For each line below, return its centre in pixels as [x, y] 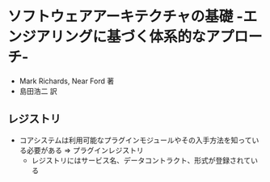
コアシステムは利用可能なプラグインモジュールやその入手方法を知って [135, 140]
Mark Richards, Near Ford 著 [67, 81]
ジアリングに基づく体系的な [114, 37]
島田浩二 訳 [38, 91]
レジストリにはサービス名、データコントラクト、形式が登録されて [141, 160]
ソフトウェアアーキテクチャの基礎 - [125, 17]
